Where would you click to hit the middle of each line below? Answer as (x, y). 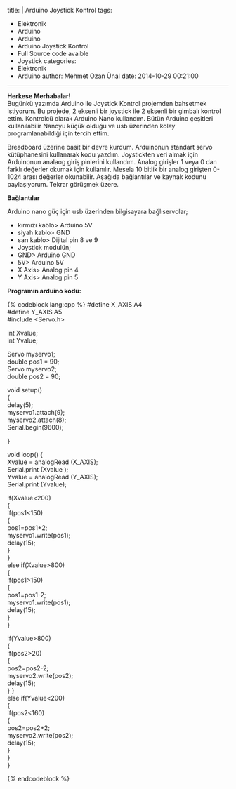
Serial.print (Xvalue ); (38, 469)
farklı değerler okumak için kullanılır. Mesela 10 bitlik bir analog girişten (110, 169)
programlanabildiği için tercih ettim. (58, 133)
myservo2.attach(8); (37, 420)
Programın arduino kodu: (45, 291)
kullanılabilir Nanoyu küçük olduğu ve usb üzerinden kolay (91, 126)
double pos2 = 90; (34, 376)
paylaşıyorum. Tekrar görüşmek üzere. (63, 184)
